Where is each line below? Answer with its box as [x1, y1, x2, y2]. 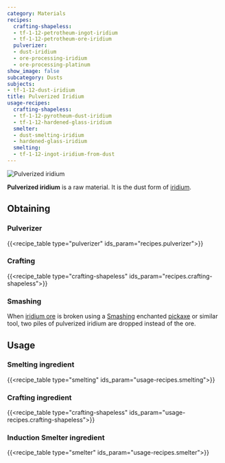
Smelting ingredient [7, 360, 75, 369]
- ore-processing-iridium [13, 55, 88, 62]
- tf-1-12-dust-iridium [7, 87, 75, 94]
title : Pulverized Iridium [7, 94, 84, 100]
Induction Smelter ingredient [7, 433, 105, 442]
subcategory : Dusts [7, 74, 63, 81]
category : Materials [7, 10, 67, 17]
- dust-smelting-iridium [13, 131, 84, 138]
